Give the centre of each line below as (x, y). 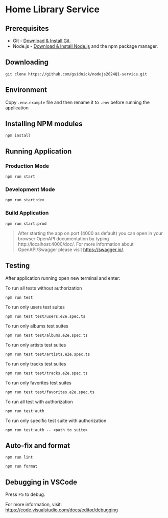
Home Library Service (53, 9)
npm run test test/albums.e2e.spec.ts (46, 335)
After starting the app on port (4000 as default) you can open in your (90, 233)
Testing (18, 266)
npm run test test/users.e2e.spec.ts (45, 316)
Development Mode (30, 189)
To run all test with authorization (39, 401)
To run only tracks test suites (36, 363)
